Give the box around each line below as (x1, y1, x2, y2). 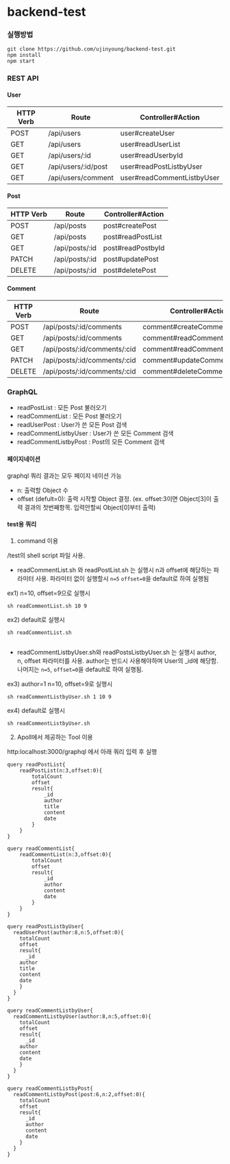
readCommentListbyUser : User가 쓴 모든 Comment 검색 (16, 429, 174, 437)
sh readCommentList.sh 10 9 (7, 603, 88, 609)
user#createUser (120, 128, 175, 138)
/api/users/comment (48, 173, 114, 182)
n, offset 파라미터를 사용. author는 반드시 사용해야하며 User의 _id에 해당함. (16, 656, 219, 665)
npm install (7, 52, 41, 59)
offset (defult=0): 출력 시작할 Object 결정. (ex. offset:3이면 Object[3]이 (16, 494, 212, 502)
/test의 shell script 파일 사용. (7, 551, 86, 559)
